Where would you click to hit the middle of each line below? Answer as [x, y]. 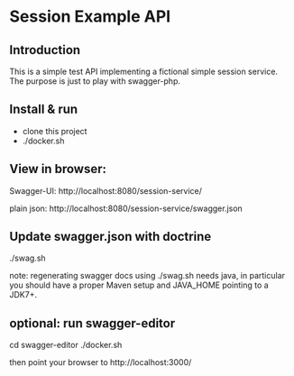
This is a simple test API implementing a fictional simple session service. [143, 71]
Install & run [44, 110]
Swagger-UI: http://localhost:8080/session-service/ [106, 190]
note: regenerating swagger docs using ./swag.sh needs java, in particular [147, 276]
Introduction [45, 50]
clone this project [55, 131]
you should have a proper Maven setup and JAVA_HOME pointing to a [139, 285]
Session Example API [90, 17]
